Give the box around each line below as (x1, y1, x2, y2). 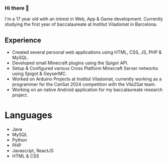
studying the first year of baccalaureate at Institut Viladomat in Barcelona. (5, 21, 157, 27)
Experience (5, 36, 41, 44)
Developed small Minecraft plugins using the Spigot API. (12, 60, 129, 66)
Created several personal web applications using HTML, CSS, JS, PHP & (12, 49, 162, 55)
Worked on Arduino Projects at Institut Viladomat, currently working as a (12, 76, 162, 82)
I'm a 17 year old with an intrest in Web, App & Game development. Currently (5, 16, 163, 22)
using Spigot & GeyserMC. (12, 70, 67, 77)
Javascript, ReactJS (12, 148, 54, 154)
